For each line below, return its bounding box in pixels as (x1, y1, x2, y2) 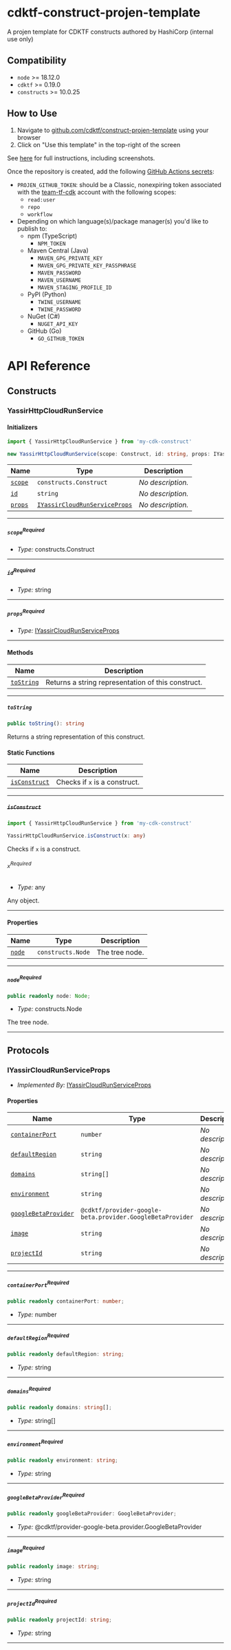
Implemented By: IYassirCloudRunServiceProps (16, 1081, 151, 1089)
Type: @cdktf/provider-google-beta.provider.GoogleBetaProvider (16, 1522, 202, 1531)
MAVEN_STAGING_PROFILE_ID (37, 284, 112, 291)
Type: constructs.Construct (16, 545, 95, 553)
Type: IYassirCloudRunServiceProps (16, 626, 120, 634)
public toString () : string (7, 720, 85, 727)
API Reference (7, 358, 91, 373)
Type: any (16, 882, 46, 891)
